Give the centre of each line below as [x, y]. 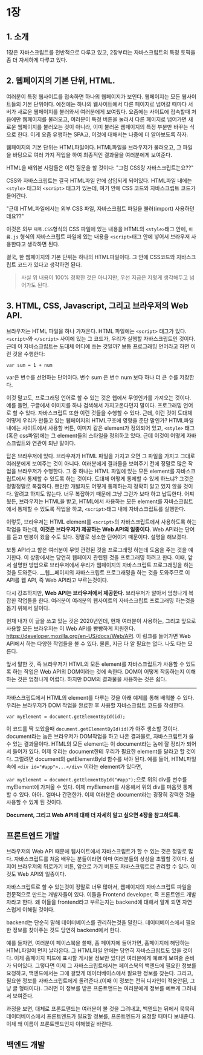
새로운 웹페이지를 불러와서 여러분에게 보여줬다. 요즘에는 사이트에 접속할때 [104, 111]
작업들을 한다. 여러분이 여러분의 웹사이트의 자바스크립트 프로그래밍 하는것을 [106, 600]
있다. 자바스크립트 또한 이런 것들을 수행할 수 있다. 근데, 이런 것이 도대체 [109, 413]
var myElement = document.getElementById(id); [66, 717]
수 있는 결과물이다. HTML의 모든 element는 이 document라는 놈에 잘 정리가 [96, 744]
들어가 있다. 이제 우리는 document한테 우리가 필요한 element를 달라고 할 [99, 751]
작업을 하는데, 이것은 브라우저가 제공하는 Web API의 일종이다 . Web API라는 [95, 529]
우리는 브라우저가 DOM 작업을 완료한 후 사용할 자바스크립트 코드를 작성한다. [96, 705]
